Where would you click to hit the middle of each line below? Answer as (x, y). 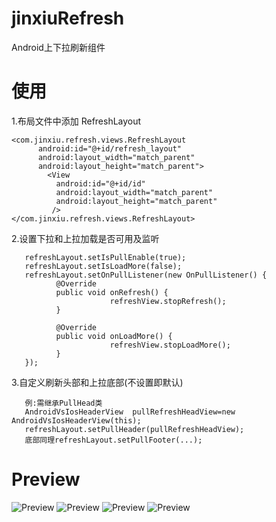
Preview (46, 479)
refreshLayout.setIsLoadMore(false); (103, 266)
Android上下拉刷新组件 (58, 47)
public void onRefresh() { (112, 292)
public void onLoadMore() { (114, 336)
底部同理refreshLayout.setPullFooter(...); (113, 440)
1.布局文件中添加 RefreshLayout (76, 121)
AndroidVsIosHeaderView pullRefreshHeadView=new (130, 412)
